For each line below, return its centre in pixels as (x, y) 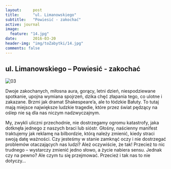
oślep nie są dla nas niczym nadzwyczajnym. (53, 113)
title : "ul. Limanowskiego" (41, 15)
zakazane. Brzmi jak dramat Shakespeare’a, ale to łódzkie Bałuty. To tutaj (82, 102)
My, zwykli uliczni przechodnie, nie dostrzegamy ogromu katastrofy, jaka (82, 123)
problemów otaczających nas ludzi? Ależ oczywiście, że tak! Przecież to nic (85, 144)
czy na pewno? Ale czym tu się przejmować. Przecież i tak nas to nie (78, 155)
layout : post (24, 10)
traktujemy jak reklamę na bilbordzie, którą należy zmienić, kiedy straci (80, 134)
